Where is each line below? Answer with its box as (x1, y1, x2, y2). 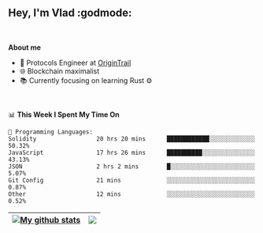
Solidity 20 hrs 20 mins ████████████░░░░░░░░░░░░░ (8, 134, 256, 143)
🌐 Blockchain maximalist (19, 66, 100, 76)
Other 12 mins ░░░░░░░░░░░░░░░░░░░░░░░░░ (8, 190, 256, 198)
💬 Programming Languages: (8, 128, 93, 136)
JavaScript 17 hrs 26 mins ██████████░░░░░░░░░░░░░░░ (8, 148, 256, 156)
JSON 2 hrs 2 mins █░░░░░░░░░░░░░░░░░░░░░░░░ (8, 162, 256, 171)
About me (8, 43, 42, 52)
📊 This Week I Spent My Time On (8, 110, 120, 119)
